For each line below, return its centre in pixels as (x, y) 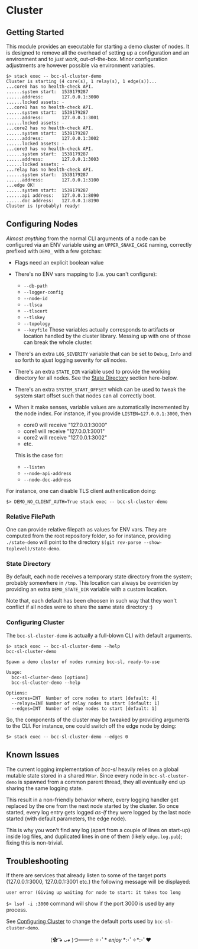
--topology (37, 324)
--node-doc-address (48, 480)
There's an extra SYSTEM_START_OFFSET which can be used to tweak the (100, 389)
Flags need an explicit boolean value (59, 262)
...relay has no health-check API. (50, 170)
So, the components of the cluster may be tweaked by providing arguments (98, 719)
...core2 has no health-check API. (50, 128)
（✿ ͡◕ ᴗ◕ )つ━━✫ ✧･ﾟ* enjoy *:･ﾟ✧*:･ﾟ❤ (99, 940)
